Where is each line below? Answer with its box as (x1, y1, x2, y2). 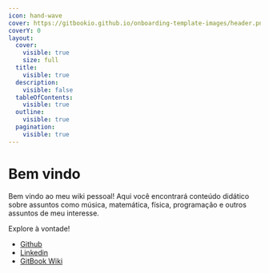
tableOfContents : (15, 93, 74, 101)
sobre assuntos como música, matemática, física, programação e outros (8, 200, 247, 209)
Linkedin (19, 247, 49, 257)
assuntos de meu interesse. (8, 208, 100, 218)
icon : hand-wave (8, 11, 62, 20)
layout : (8, 34, 34, 42)
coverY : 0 (8, 26, 42, 34)
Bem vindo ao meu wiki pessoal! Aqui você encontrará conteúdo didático (8, 191, 250, 200)
